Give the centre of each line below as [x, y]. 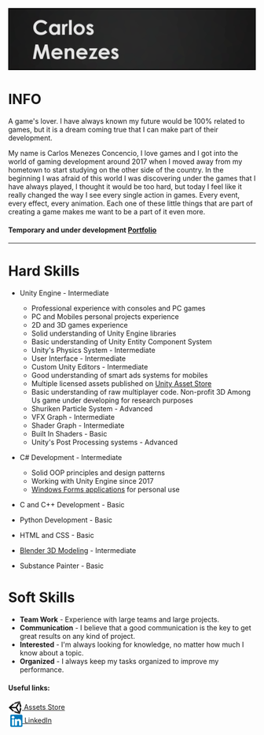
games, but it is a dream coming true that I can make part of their [113, 129]
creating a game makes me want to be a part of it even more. [107, 211]
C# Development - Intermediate [71, 458]
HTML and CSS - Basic [57, 536]
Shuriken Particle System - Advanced [92, 409]
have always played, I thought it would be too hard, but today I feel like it [125, 186]
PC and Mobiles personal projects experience [105, 317]
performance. [42, 670]
